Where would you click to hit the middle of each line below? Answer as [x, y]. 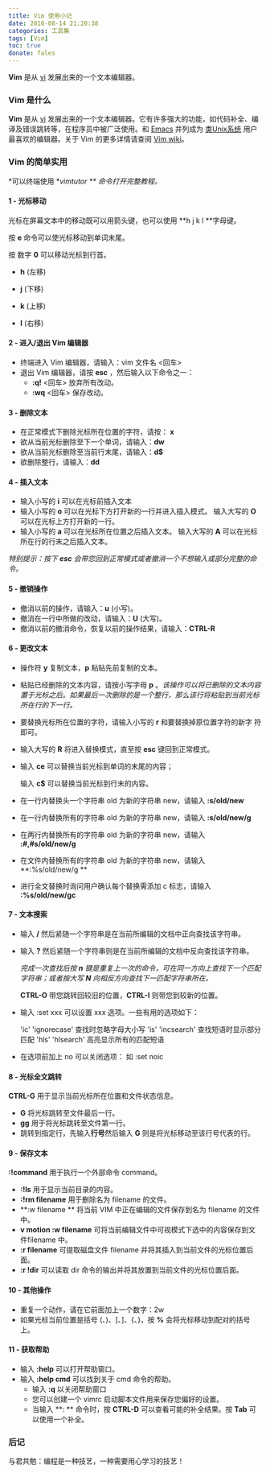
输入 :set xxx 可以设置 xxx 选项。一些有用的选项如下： [109, 1013]
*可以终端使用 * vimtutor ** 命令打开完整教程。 [85, 181]
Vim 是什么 [30, 100]
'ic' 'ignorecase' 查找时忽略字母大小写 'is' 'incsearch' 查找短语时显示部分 [140, 1029]
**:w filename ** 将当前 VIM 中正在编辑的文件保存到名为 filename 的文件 [140, 1210]
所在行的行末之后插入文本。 [66, 542]
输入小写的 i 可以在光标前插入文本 [76, 501]
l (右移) [32, 323]
